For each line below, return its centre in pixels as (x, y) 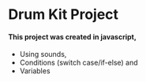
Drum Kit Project (64, 15)
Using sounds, (43, 54)
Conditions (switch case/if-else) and (79, 63)
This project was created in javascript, (72, 36)
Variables (35, 71)
